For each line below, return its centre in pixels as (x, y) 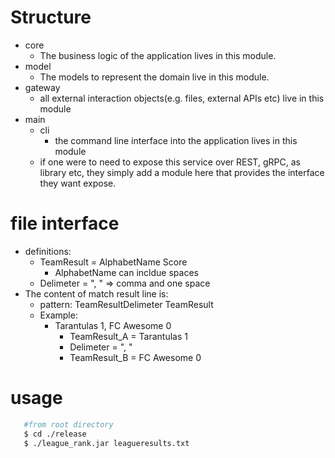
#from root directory (68, 424)
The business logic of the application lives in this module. (158, 55)
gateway (42, 87)
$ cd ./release (55, 434)
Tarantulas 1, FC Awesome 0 (113, 325)
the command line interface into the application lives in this (176, 140)
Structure (51, 17)
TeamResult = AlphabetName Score (113, 262)
